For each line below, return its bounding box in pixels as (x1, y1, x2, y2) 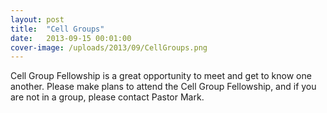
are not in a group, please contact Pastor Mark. (10, 91, 205, 103)
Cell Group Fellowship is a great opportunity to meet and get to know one (10, 70, 312, 82)
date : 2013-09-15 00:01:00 (10, 33, 132, 43)
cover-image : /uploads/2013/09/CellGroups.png (10, 42, 208, 53)
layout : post (10, 14, 65, 25)
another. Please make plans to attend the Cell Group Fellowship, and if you (10, 81, 317, 93)
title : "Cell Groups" (10, 24, 105, 34)
